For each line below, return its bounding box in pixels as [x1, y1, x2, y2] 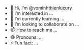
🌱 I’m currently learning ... [10, 16, 65, 21]
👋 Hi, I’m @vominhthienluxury [10, 5, 72, 11]
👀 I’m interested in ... [10, 10, 53, 16]
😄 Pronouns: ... [10, 34, 43, 40]
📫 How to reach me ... [10, 27, 58, 33]
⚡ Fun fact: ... [10, 40, 38, 46]
